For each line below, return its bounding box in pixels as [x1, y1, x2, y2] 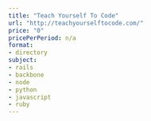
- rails [8, 64, 34, 72]
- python [8, 85, 37, 94]
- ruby [8, 100, 30, 108]
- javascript [8, 93, 52, 101]
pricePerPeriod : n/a [8, 33, 77, 42]
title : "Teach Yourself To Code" [8, 11, 119, 20]
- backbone [8, 71, 45, 79]
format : [8, 41, 34, 49]
